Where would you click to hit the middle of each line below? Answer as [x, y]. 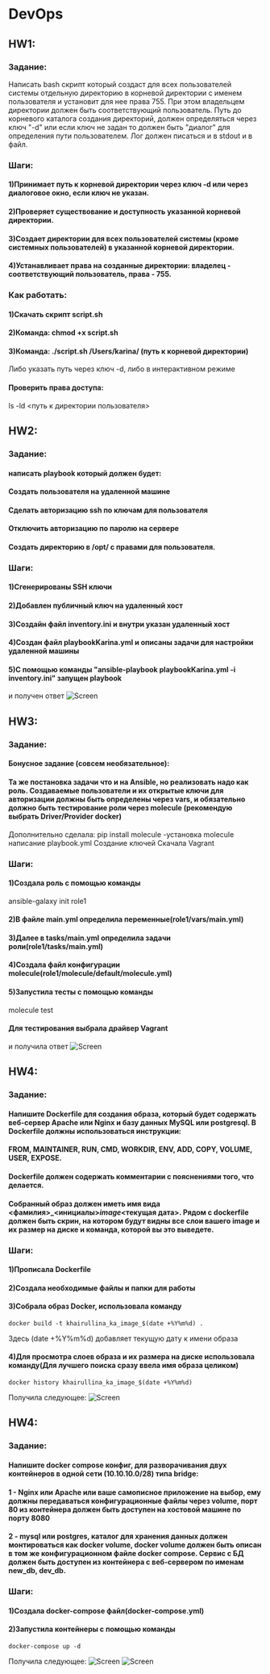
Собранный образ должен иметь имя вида [85, 1203]
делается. [26, 1185]
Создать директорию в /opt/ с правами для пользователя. [112, 546]
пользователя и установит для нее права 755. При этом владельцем [127, 101]
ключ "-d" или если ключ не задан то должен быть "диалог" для [119, 127]
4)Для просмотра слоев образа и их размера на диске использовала [132, 1357]
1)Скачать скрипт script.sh [56, 314]
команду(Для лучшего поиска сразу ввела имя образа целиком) [124, 1366]
